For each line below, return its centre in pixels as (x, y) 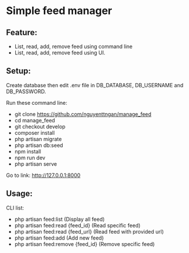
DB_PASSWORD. (26, 91)
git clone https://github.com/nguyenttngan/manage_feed (83, 114)
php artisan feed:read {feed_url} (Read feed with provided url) (89, 231)
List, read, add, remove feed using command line (73, 46)
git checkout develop (40, 126)
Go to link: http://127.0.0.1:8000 (43, 175)
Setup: (18, 71)
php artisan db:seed (39, 145)
